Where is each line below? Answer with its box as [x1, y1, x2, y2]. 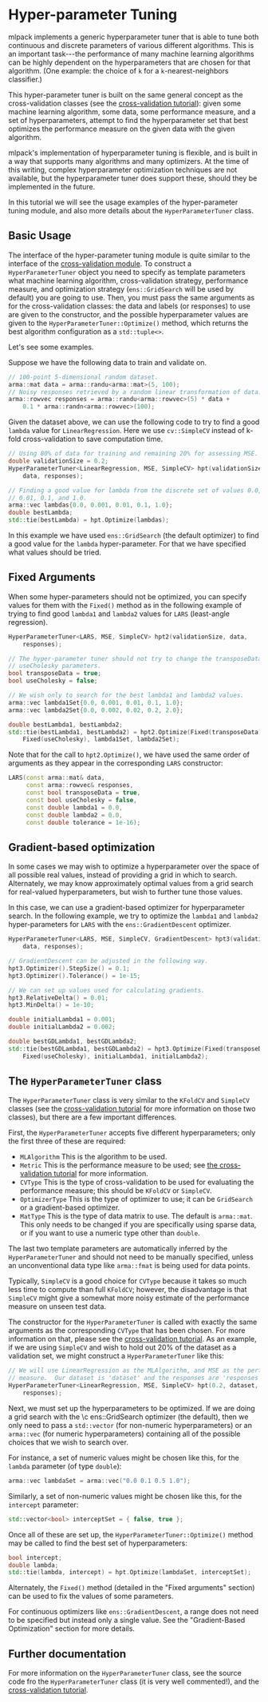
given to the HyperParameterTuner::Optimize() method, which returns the [8, 318, 249, 328]
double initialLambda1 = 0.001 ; [8, 1016, 116, 1024]
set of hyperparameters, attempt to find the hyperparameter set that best [8, 115, 249, 125]
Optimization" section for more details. [8, 1624, 136, 1633]
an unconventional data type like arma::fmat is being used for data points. [8, 1261, 250, 1271]
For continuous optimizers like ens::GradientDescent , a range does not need [8, 1607, 259, 1617]
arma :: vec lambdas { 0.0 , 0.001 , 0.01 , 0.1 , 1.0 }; [8, 501, 173, 509]
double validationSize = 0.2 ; [8, 457, 109, 465]
